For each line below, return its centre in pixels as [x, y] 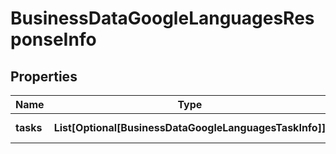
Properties [44, 76]
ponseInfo [53, 39]
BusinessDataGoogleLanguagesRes [162, 18]
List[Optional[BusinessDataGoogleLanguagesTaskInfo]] [190, 127]
